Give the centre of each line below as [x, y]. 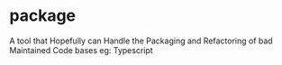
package [43, 16]
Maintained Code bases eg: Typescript [81, 50]
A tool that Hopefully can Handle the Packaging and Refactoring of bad [141, 41]
